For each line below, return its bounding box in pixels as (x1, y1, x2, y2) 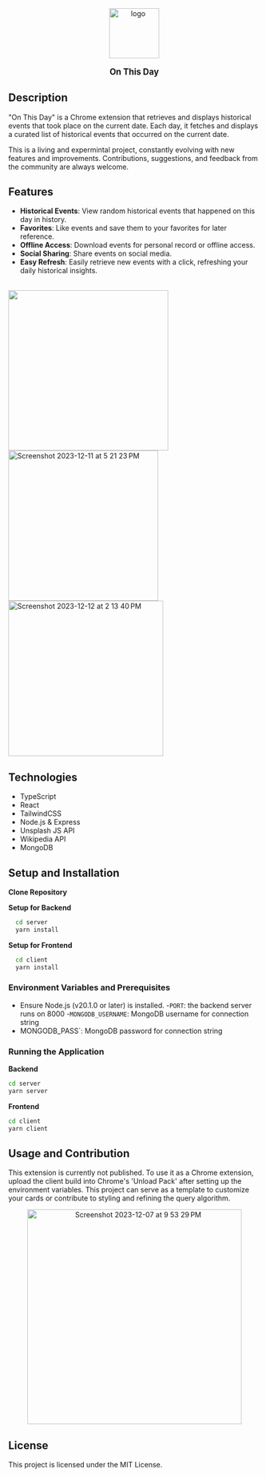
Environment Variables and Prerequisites (8, 982, 170, 993)
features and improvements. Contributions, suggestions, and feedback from (8, 153, 258, 163)
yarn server (8, 1088, 48, 1096)
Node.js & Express (19, 817, 81, 827)
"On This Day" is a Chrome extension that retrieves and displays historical (8, 112, 252, 122)
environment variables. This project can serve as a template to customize (8, 1185, 250, 1195)
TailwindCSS (19, 809, 62, 818)
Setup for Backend (8, 903, 72, 913)
